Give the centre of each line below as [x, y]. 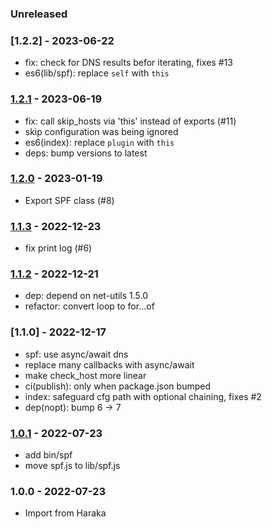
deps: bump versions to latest [86, 153]
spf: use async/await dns [76, 354]
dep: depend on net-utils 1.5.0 [86, 296]
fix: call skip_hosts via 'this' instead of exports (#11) [130, 121]
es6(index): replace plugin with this [99, 142]
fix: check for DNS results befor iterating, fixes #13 [128, 63]
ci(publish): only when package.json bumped [117, 386]
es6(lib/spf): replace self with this [97, 73]
